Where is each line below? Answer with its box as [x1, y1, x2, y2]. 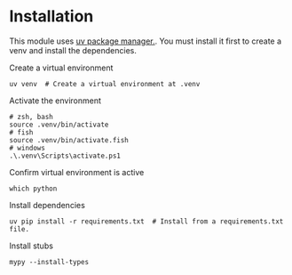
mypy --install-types [9, 257, 90, 266]
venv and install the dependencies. [9, 44, 138, 55]
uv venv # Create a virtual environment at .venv [9, 79, 201, 88]
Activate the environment [9, 95, 102, 106]
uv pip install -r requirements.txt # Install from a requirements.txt [9, 216, 284, 226]
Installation [9, 6, 94, 27]
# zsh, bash [9, 112, 53, 121]
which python [9, 184, 58, 193]
